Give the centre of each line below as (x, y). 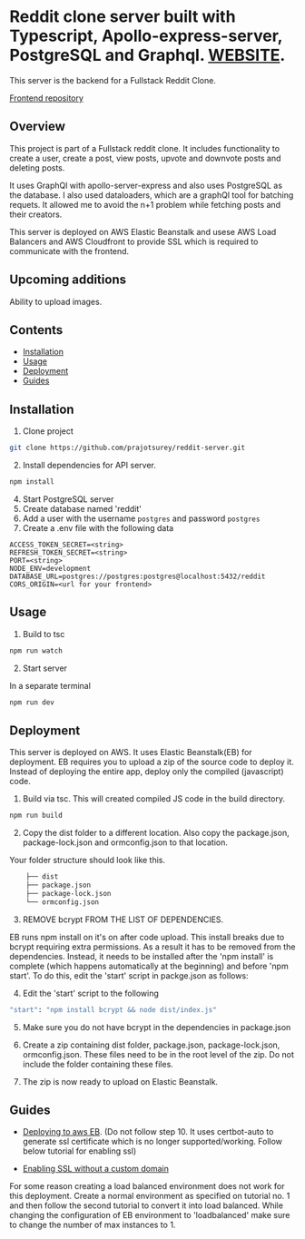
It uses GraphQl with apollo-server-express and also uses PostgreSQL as (146, 185)
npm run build (36, 816)
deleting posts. (37, 167)
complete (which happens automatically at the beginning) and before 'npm (149, 966)
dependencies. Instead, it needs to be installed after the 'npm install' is (142, 956)
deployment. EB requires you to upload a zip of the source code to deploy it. (152, 762)
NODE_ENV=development (50, 568)
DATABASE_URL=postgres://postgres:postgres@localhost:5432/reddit (138, 576)
